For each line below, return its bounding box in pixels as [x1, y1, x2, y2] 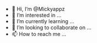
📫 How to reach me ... [11, 31, 66, 37]
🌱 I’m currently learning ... [11, 18, 75, 24]
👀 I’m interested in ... [11, 12, 62, 19]
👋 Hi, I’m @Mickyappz [11, 6, 65, 12]
